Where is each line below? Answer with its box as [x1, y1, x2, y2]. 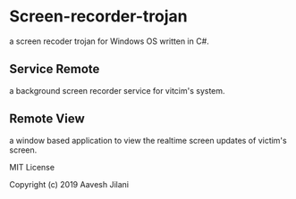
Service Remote [9, 62, 100, 77]
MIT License [9, 162, 55, 172]
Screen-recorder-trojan [9, 6, 188, 27]
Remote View [9, 112, 85, 127]
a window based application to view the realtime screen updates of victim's [9, 135, 288, 145]
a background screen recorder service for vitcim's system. [9, 85, 225, 95]
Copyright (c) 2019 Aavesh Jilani [9, 178, 130, 189]
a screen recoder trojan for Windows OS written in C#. [9, 36, 210, 46]
